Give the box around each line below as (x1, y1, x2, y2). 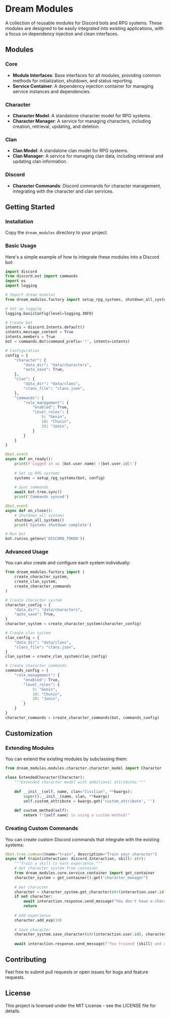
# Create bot (5, 320, 33, 325)
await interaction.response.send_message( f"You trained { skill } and (14, 941, 162, 946)
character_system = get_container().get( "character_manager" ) (14, 875, 148, 880)
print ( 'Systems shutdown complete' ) (14, 522, 92, 527)
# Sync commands (14, 485, 49, 490)
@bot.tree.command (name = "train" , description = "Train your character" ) (5, 851, 157, 856)
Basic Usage (5, 242, 37, 249)
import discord (5, 269, 37, 274)
